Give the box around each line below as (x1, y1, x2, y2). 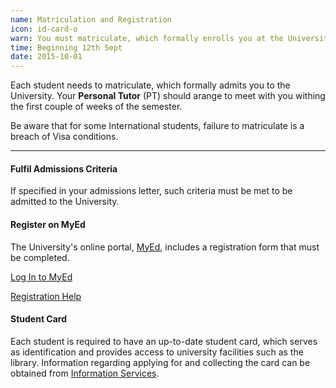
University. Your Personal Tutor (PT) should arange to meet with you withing (10, 90, 326, 102)
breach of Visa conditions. (10, 131, 119, 143)
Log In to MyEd (10, 271, 73, 283)
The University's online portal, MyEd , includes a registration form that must (10, 241, 320, 253)
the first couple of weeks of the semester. (10, 101, 183, 113)
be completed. (10, 251, 70, 263)
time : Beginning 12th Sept (10, 42, 123, 53)
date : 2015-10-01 (10, 52, 83, 62)
